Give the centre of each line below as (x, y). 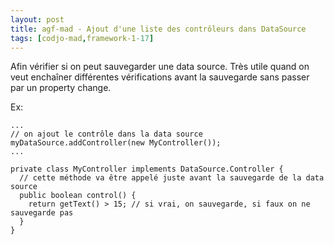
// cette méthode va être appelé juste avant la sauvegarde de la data (172, 178)
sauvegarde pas (42, 213)
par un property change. (61, 88)
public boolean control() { (78, 196)
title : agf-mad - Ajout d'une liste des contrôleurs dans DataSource (158, 29)
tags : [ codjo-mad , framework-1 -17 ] (82, 38)
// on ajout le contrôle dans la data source (106, 134)
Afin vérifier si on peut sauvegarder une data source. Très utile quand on (160, 67)
